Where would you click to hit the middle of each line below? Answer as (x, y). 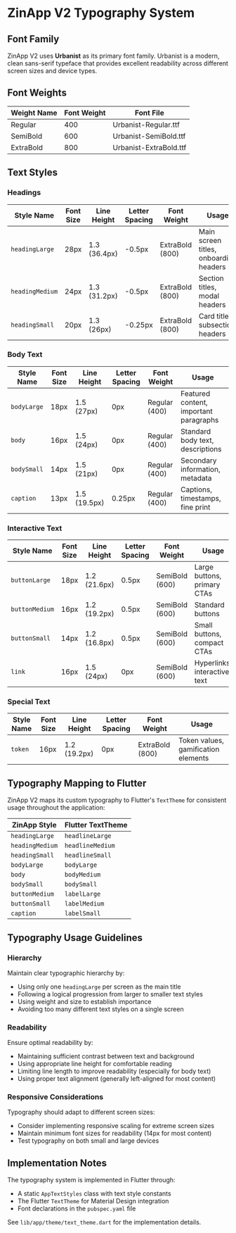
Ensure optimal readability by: (50, 1043)
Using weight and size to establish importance (84, 1001)
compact (209, 643)
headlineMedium (90, 846)
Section (211, 278)
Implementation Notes (57, 1163)
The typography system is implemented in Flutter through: (91, 1180)
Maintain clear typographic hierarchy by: (66, 972)
